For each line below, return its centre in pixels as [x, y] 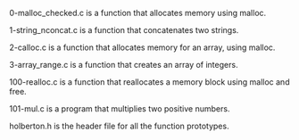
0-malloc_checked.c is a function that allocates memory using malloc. [138, 13]
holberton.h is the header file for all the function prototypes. [119, 126]
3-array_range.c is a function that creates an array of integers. [124, 65]
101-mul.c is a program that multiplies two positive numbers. [120, 109]
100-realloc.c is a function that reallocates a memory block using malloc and [149, 82]
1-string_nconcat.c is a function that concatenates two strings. [124, 30]
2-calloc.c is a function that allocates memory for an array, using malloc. [142, 47]
